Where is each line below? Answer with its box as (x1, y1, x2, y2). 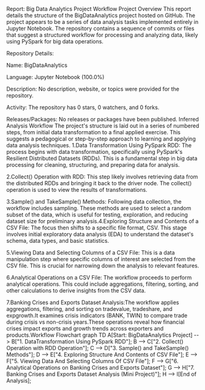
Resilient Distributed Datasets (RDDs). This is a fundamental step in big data (6, 155, 198, 162)
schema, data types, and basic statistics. (6, 237, 110, 244)
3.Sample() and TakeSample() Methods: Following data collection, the (6, 198, 182, 205)
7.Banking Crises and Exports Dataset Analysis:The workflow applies (6, 299, 179, 306)
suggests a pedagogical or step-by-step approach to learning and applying (6, 135, 196, 142)
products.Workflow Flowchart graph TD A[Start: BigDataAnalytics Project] (6, 331, 193, 338)
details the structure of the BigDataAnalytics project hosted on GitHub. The (6, 12, 196, 19)
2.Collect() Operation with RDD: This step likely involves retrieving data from (6, 173, 198, 180)
